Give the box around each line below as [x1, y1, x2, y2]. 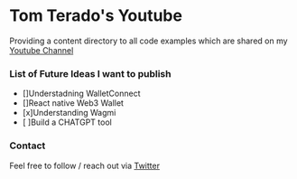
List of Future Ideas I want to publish [9, 67, 172, 80]
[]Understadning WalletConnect [22, 88, 142, 99]
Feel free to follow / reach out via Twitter [9, 160, 161, 171]
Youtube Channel [9, 44, 74, 55]
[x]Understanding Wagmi [22, 108, 116, 118]
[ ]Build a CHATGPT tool [22, 117, 113, 127]
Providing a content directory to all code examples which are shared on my [9, 35, 288, 46]
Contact [9, 139, 46, 152]
